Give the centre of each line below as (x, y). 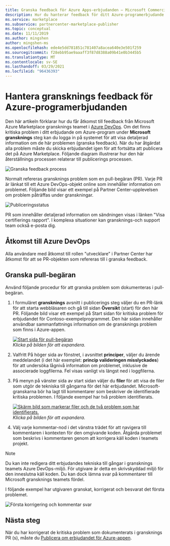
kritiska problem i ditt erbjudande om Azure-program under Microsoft (78, 132)
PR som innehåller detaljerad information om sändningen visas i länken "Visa (85, 214)
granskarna (25, 391)
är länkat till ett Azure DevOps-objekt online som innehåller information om (83, 184)
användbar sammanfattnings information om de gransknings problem (85, 324)
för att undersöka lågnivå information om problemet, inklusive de (80, 365)
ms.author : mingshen (27, 39)
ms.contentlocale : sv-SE (31, 62)
